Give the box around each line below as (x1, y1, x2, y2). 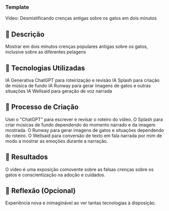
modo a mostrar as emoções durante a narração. (5, 138, 108, 144)
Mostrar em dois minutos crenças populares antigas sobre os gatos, (5, 43, 148, 49)
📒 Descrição (5, 30, 45, 39)
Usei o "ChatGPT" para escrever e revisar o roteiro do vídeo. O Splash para (5, 116, 163, 122)
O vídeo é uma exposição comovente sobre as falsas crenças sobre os (5, 166, 154, 172)
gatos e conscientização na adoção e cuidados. (5, 172, 106, 178)
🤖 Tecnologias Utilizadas (5, 64, 85, 72)
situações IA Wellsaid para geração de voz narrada (5, 88, 112, 94)
